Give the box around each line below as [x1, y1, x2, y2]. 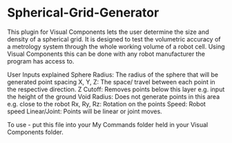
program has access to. [7, 57, 75, 65]
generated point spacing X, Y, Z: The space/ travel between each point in [7, 77, 215, 86]
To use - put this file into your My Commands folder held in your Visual [7, 120, 209, 128]
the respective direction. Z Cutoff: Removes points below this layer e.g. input [7, 85, 225, 93]
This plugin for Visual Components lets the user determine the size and [7, 28, 209, 36]
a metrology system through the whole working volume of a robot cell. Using [7, 42, 225, 50]
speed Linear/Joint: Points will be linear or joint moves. [7, 107, 162, 115]
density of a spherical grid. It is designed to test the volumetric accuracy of [7, 35, 221, 43]
